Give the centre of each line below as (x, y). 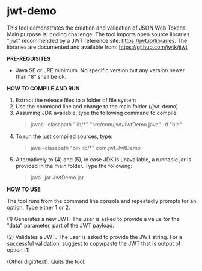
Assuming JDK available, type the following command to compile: (97, 113)
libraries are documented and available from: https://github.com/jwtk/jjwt (97, 47)
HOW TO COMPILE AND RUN (43, 88)
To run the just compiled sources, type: (64, 136)
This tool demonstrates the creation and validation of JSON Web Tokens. (97, 28)
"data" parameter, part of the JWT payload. (61, 225)
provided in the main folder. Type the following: (74, 166)
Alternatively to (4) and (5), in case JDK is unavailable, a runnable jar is (103, 159)
